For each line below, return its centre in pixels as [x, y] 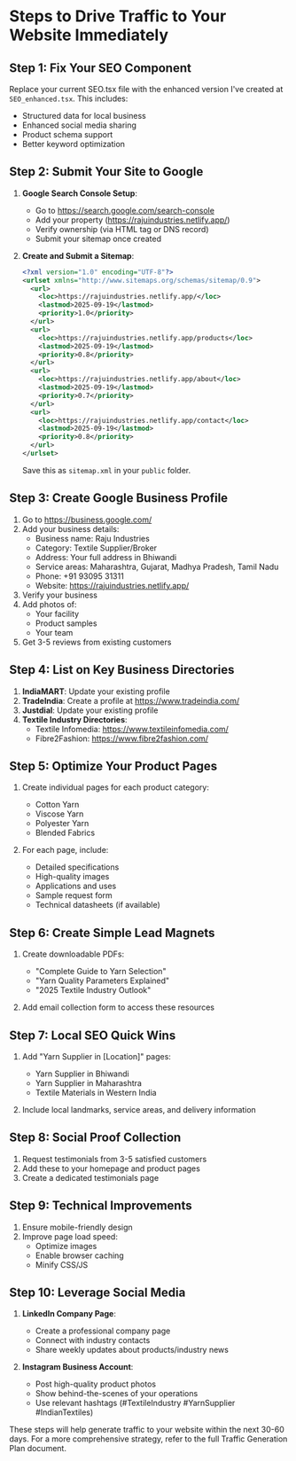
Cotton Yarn [57, 805]
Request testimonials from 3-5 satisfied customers [114, 1159]
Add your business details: [70, 528]
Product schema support [67, 134]
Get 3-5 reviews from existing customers [97, 642]
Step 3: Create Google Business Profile [119, 498]
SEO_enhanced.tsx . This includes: [69, 98]
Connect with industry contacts [93, 1340]
